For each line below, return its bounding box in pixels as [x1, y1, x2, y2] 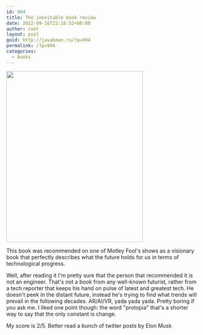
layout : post [6, 32, 39, 38]
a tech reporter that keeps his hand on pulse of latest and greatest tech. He [6, 284, 194, 291]
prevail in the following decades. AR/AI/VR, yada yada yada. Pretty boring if [6, 297, 195, 305]
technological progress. [6, 260, 65, 267]
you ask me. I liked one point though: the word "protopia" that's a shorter [6, 303, 189, 311]
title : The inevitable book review [6, 15, 96, 21]
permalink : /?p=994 [6, 43, 56, 49]
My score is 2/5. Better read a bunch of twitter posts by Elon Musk [6, 322, 172, 329]
